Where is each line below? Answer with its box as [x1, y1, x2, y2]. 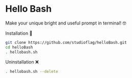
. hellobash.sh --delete [5, 69, 58, 74]
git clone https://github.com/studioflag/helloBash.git [5, 40, 127, 45]
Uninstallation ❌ [5, 59, 39, 65]
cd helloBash [5, 44, 33, 50]
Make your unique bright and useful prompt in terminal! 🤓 [5, 20, 126, 26]
